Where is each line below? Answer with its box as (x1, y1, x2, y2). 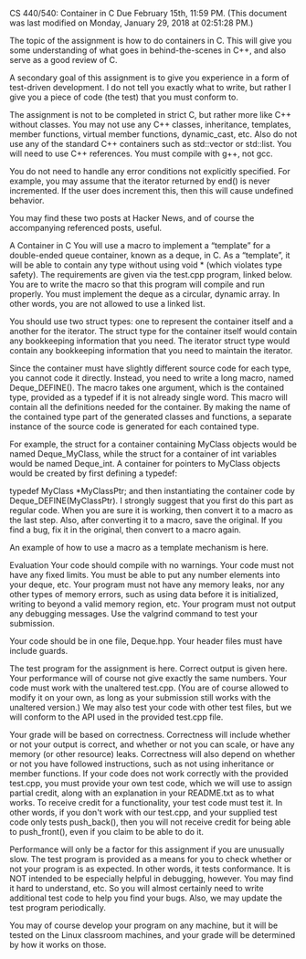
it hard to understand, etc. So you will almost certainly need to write (9, 883, 264, 893)
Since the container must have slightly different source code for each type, (9, 363, 291, 374)
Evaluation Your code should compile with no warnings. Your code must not (9, 560, 294, 570)
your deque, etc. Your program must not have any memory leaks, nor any (9, 579, 285, 590)
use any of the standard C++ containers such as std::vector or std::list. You (9, 139, 292, 149)
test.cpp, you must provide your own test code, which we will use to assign (9, 778, 292, 788)
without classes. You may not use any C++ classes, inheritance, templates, (9, 119, 291, 130)
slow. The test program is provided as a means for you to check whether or (9, 854, 292, 864)
